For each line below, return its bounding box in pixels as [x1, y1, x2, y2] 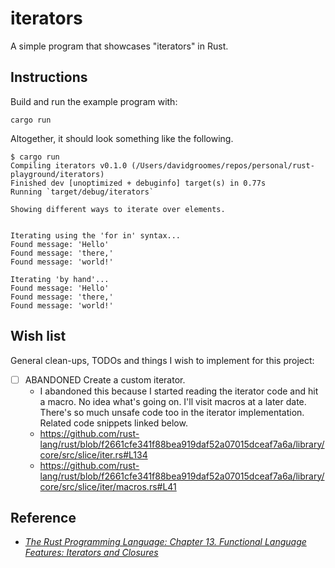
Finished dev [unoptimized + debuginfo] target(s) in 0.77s [10, 178, 267, 188]
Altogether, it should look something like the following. [10, 132, 234, 144]
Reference [10, 510, 77, 527]
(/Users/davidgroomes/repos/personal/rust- [131, 160, 315, 171]
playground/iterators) [10, 169, 105, 179]
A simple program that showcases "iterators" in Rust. [10, 40, 229, 52]
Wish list [10, 328, 67, 345]
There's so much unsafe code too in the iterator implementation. [39, 406, 305, 418]
